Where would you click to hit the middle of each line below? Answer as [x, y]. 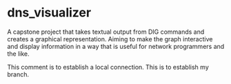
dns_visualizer [49, 13]
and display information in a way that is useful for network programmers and [116, 46]
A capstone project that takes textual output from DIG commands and [106, 32]
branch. [18, 74]
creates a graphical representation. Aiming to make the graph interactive [110, 39]
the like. [18, 54]
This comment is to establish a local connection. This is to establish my [108, 67]
